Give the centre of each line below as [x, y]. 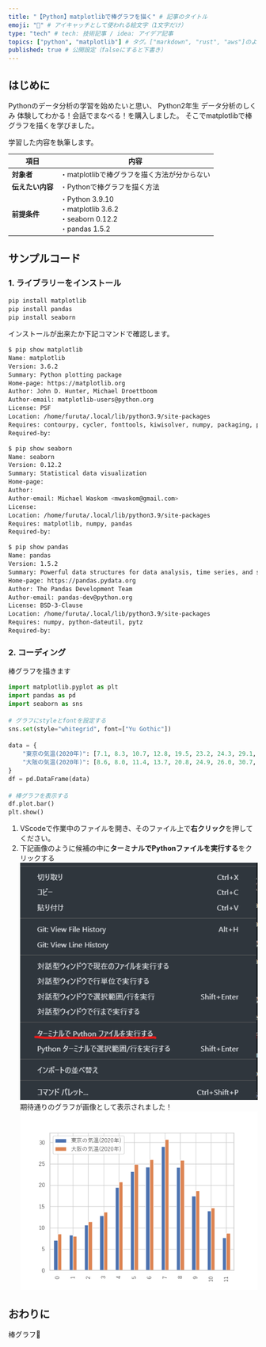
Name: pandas [30, 556]
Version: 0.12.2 [35, 465]
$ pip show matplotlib [46, 350]
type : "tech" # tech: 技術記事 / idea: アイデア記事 [91, 33]
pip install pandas [40, 309]
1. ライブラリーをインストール [65, 283]
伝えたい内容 [32, 187]
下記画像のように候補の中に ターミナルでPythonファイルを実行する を [132, 848]
